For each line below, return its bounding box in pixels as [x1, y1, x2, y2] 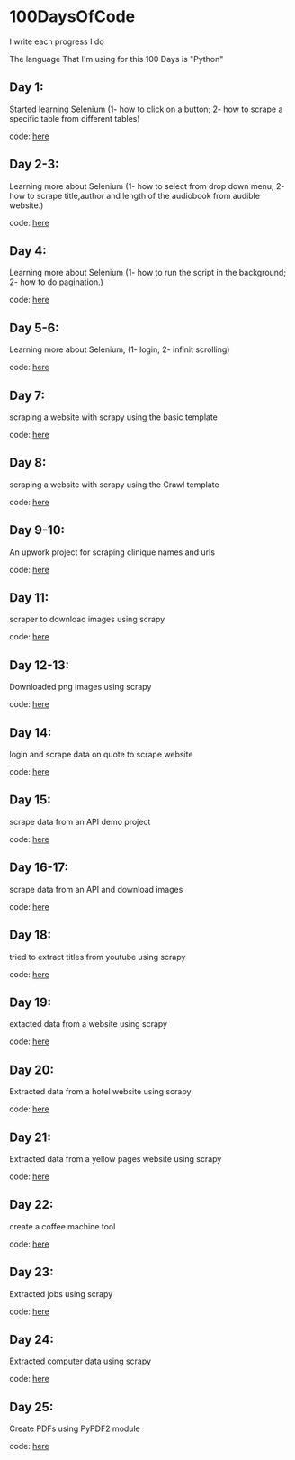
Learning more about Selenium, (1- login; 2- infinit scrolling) [9, 344, 230, 355]
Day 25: [9, 1399, 54, 1415]
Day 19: [9, 994, 52, 1010]
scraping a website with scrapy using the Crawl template [9, 479, 219, 490]
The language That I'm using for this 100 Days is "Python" [9, 53, 224, 64]
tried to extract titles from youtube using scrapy [9, 951, 186, 962]
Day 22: [9, 1197, 54, 1212]
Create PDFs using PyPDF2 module [9, 1423, 141, 1434]
